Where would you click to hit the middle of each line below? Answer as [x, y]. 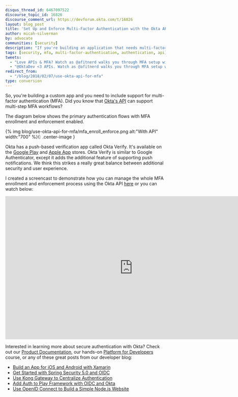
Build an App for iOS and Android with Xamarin [62, 367]
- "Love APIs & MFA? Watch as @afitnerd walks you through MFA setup [85, 62]
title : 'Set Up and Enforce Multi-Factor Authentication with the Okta [83, 29]
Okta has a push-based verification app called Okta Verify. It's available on [83, 147]
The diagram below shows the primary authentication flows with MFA [78, 116]
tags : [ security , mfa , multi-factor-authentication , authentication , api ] [86, 52]
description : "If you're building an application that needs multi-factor [86, 48]
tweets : [13, 57]
